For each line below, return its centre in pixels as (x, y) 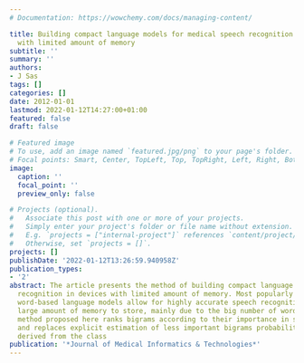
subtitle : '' (34, 51)
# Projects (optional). (54, 210)
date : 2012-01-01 (42, 101)
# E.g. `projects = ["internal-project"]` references (117, 235)
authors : (26, 68)
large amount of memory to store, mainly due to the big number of (147, 310)
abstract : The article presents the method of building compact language (152, 286)
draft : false (34, 127)
